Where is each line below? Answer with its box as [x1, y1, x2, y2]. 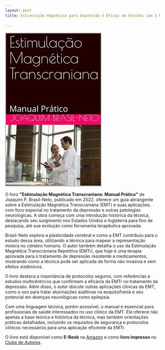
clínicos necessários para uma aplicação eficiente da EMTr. [5, 325, 125, 331]
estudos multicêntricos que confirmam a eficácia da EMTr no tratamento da [5, 279, 158, 285]
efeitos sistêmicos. [5, 264, 43, 270]
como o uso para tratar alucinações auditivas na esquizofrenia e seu [5, 289, 143, 295]
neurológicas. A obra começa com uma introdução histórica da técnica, [5, 212, 150, 219]
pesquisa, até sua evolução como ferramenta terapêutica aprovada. [5, 223, 142, 229]
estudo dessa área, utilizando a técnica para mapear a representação [5, 238, 146, 244]
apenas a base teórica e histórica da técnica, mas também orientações [5, 314, 149, 320]
